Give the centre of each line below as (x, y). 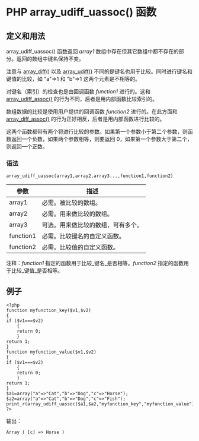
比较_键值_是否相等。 (37, 270)
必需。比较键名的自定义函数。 (84, 237)
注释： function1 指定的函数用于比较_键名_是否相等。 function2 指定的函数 (95, 263)
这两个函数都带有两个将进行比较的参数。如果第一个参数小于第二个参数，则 (97, 132)
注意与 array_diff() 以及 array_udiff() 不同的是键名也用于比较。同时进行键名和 (99, 71)
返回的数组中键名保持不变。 (50, 59)
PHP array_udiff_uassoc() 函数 (81, 12)
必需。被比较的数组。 (72, 203)
